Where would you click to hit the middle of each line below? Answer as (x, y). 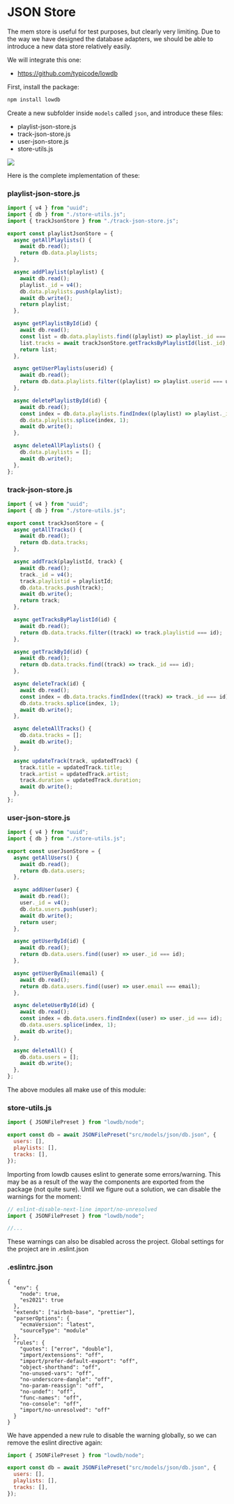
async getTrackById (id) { (51, 652)
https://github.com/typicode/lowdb (68, 73)
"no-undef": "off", (48, 1392)
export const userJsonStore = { (54, 851)
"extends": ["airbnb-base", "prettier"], (75, 1312)
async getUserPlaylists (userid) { (63, 368)
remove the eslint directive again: (55, 1443)
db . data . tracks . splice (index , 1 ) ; (70, 703)
